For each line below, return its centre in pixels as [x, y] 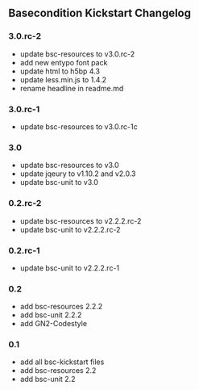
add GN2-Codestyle [53, 324]
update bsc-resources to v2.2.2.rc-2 [81, 220]
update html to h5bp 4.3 [60, 71]
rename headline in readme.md [72, 88]
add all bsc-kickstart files [62, 362]
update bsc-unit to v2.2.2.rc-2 [70, 229]
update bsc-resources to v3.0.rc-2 [77, 54]
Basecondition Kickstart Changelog [100, 13]
